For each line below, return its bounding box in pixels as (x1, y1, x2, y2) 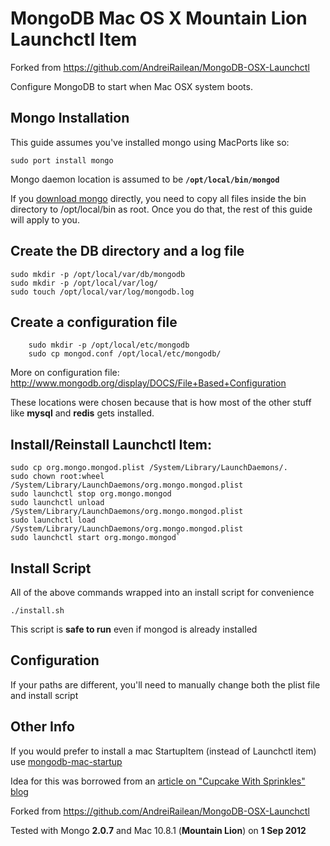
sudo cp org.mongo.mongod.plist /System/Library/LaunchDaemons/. (10, 463, 288, 473)
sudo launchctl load (10, 515, 97, 526)
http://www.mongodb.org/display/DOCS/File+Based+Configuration (10, 377, 287, 389)
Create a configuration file (10, 313, 178, 331)
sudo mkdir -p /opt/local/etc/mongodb (28, 340, 190, 351)
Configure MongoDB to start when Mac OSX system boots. (10, 80, 253, 92)
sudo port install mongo (10, 155, 114, 166)
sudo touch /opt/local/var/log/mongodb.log (10, 287, 195, 297)
